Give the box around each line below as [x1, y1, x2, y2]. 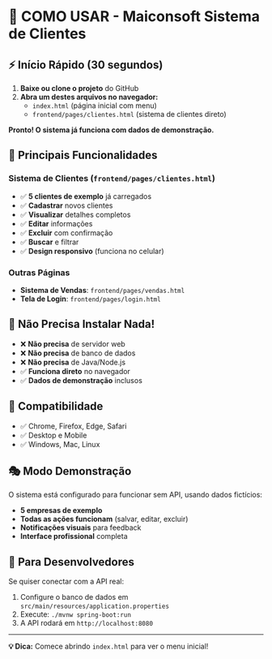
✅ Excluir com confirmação [19, 227, 113, 238]
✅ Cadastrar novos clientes [19, 200, 113, 210]
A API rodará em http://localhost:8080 [19, 618, 154, 628]
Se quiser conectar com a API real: [8, 576, 124, 587]
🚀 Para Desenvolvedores [8, 555, 135, 569]
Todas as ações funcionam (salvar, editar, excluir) [19, 515, 189, 524]
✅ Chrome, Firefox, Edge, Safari [19, 421, 127, 431]
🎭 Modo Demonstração [8, 464, 132, 478]
